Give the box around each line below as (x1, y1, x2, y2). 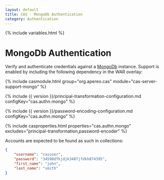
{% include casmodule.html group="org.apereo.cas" (5, 79, 112, 85)
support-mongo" (5, 84, 40, 90)
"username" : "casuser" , (14, 152, 63, 157)
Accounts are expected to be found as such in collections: (5, 138, 123, 144)
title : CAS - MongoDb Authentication (5, 12, 83, 17)
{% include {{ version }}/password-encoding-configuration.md (5, 108, 133, 114)
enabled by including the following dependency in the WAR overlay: (5, 69, 143, 75)
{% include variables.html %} (5, 30, 65, 36)
